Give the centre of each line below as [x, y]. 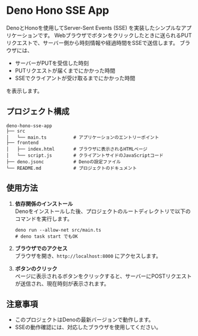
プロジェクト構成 [38, 112]
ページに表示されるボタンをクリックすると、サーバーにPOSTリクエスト [103, 276]
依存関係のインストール [44, 203]
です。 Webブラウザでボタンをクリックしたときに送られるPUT [115, 35]
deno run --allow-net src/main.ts [58, 230]
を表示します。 [25, 91]
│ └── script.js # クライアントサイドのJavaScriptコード [85, 155]
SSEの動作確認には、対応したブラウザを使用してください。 [88, 327]
